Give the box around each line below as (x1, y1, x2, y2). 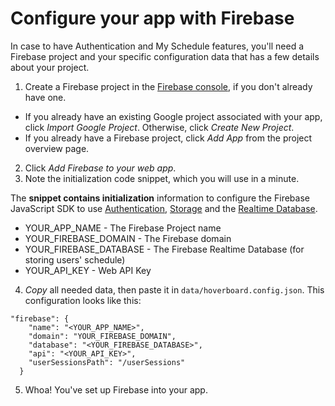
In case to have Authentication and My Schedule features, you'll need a (10, 40, 305, 52)
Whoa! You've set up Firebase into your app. (24, 383, 208, 396)
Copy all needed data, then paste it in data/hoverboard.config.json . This (24, 283, 325, 296)
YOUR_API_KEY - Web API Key (24, 264, 152, 276)
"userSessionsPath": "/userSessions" (28, 357, 186, 367)
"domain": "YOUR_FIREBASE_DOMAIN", (28, 331, 177, 341)
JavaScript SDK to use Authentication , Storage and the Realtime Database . (10, 202, 318, 214)
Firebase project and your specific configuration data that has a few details (10, 50, 320, 62)
